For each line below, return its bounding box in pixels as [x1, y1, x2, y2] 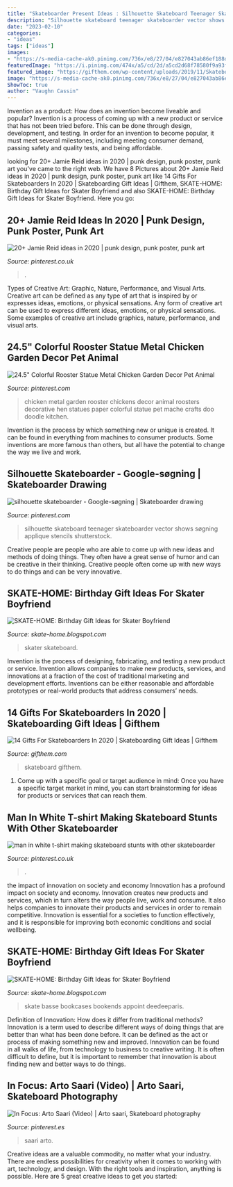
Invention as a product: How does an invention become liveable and [7, 107, 201, 115]
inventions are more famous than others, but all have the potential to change [7, 440, 225, 449]
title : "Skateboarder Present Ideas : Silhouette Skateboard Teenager [7, 10, 216, 17]
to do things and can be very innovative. [7, 567, 123, 576]
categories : [7, 29, 42, 37]
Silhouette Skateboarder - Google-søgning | [7, 468, 201, 480]
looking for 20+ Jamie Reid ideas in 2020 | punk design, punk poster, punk [7, 157, 221, 165]
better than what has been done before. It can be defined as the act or [7, 1030, 208, 1038]
